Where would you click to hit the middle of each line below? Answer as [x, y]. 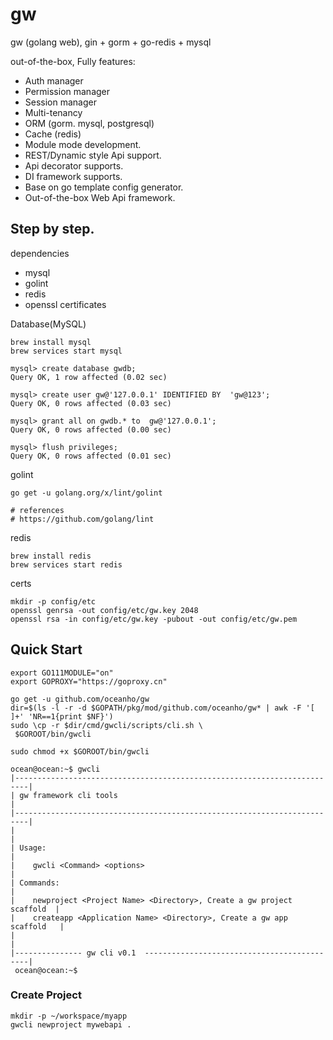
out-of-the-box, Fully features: [73, 61]
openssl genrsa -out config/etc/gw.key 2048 [104, 610]
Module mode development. [83, 144]
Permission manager [67, 91]
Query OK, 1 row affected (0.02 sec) [89, 377]
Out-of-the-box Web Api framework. [100, 197]
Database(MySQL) [48, 324]
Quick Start [46, 649]
